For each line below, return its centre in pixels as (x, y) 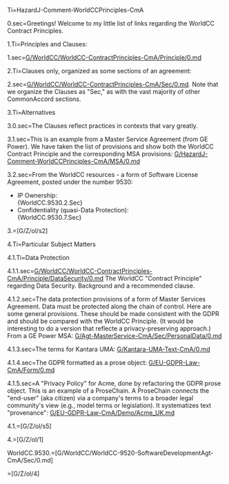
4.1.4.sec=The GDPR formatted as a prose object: (77, 363)
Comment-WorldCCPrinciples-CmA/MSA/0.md (73, 161)
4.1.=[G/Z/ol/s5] (29, 426)
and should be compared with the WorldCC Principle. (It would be (101, 321)
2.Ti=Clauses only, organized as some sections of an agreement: (99, 71)
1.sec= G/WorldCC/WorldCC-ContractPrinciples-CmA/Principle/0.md (104, 57)
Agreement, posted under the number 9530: (70, 182)
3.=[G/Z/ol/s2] (28, 231)
